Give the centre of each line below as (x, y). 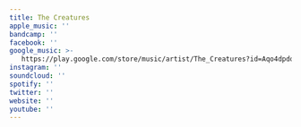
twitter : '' (31, 92)
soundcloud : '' (38, 76)
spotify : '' (31, 84)
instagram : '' (36, 68)
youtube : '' (31, 109)
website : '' (31, 101)
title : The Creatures (50, 17)
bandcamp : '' (34, 34)
